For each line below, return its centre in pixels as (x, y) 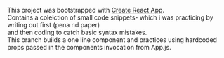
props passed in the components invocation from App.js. (90, 47)
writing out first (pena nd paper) (54, 25)
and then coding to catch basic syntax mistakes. (77, 32)
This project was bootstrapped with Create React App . (86, 10)
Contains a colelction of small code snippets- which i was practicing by (110, 17)
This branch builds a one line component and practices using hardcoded (112, 40)
